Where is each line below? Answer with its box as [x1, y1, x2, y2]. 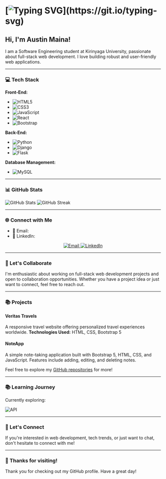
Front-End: [5, 89, 28, 95]
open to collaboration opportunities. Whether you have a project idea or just [5, 276, 160, 282]
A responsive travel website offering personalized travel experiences [5, 324, 145, 330]
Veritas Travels [5, 313, 37, 319]
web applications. [5, 59, 41, 64]
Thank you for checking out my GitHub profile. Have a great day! [5, 469, 137, 475]
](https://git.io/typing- [62, 5, 157, 16]
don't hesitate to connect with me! [5, 440, 75, 446]
